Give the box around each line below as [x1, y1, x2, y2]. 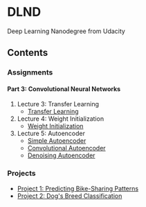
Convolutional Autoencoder [27, 144, 106, 152]
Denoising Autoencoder [27, 151, 95, 159]
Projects [7, 168, 36, 178]
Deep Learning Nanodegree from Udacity [7, 27, 126, 35]
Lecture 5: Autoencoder [17, 129, 85, 138]
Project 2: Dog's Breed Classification [17, 191, 122, 200]
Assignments [7, 68, 53, 77]
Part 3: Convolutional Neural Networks [7, 84, 121, 93]
